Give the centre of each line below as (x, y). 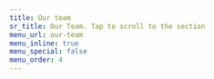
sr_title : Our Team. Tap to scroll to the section (107, 26)
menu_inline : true (44, 43)
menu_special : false (49, 52)
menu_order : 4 (36, 60)
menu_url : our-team (46, 35)
